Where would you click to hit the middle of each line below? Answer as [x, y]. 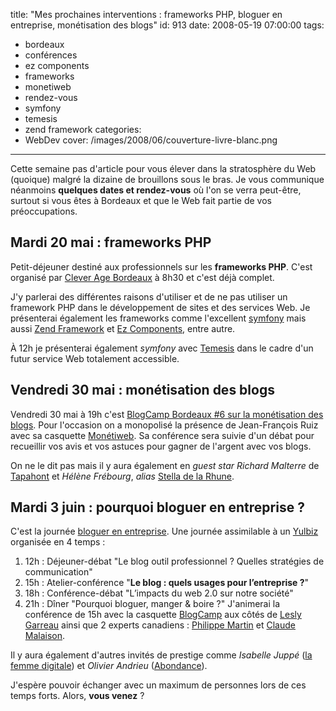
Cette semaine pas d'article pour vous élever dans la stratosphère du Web [163, 168]
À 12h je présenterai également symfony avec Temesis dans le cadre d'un [162, 348]
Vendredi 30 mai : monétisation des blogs [142, 390]
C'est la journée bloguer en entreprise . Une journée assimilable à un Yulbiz [164, 531]
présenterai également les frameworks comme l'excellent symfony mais [158, 318]
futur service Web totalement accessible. [95, 358]
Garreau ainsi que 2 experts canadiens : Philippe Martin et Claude [160, 625]
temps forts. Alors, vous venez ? [77, 696]
